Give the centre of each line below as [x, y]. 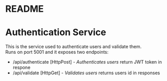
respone [22, 68]
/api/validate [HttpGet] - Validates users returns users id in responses [86, 73]
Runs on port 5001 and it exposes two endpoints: [57, 52]
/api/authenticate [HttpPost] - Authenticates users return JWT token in [87, 62]
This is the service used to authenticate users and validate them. [74, 47]
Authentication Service [56, 33]
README [25, 9]
